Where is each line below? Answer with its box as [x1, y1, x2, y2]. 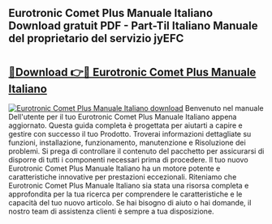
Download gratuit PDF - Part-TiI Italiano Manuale [8, 19, 258, 33]
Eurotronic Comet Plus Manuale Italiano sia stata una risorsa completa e [8, 181, 249, 190]
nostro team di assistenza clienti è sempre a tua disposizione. [8, 206, 214, 216]
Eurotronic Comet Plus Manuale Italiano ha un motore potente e [8, 163, 221, 173]
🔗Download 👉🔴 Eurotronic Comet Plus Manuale [8, 65, 257, 79]
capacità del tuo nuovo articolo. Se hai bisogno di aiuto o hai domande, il [8, 198, 252, 207]
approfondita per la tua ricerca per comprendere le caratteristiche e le [8, 189, 243, 199]
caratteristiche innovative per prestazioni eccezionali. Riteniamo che [8, 172, 237, 181]
